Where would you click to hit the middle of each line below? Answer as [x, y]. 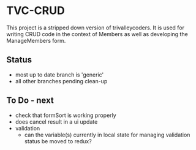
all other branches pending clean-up [61, 81]
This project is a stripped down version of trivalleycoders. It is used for [96, 28]
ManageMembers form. [36, 40]
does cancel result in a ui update [56, 122]
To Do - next [30, 101]
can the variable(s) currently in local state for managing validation [107, 135]
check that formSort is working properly [66, 115]
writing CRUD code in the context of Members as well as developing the [97, 34]
